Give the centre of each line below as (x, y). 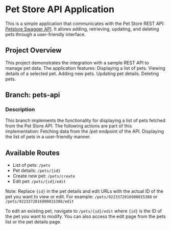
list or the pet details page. (33, 222)
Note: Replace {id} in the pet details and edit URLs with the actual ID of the (84, 191)
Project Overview (33, 50)
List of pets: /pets (31, 165)
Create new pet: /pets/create (44, 176)
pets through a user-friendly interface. (45, 34)
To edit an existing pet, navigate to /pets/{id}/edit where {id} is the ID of (84, 211)
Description (20, 110)
